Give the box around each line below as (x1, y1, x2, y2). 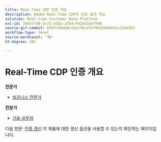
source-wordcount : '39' (5, 35, 54, 40)
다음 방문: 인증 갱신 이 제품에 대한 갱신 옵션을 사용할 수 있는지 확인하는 (5, 125, 140, 131)
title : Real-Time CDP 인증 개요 (5, 7, 67, 12)
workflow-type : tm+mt (5, 30, 50, 35)
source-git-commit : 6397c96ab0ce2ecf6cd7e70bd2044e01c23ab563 (5, 26, 135, 31)
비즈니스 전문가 (12, 94, 42, 100)
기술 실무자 (12, 115, 34, 121)
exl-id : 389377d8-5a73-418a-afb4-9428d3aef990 (5, 21, 102, 26)
